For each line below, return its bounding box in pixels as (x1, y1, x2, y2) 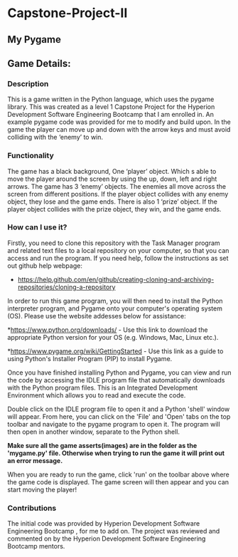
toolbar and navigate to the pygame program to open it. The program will (7, 420, 220, 428)
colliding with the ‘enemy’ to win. (7, 133, 104, 142)
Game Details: (7, 57, 71, 69)
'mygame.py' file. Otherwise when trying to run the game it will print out (7, 449, 225, 457)
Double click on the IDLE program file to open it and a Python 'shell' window (7, 405, 230, 413)
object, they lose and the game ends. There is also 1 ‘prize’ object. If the (7, 197, 218, 206)
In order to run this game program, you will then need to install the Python (7, 296, 223, 305)
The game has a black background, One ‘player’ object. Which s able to (7, 167, 217, 175)
